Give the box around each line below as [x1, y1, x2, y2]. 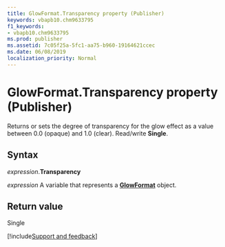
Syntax [7, 149, 39, 161]
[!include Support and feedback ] [7, 232, 98, 241]
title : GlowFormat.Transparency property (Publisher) [7, 10, 165, 17]
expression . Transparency [7, 167, 81, 175]
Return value [7, 200, 63, 212]
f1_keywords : [7, 23, 45, 30]
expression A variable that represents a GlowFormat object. [7, 180, 177, 189]
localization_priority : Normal [7, 55, 97, 62]
